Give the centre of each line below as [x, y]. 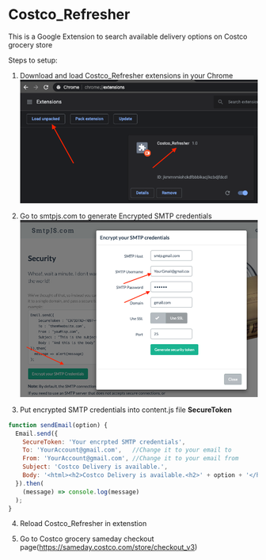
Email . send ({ [37, 433]
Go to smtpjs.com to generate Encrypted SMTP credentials [116, 216]
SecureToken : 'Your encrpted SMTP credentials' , [104, 442]
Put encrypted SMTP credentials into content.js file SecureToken [125, 410]
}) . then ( [30, 483]
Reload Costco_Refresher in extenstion [83, 524]
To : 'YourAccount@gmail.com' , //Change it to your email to [127, 450]
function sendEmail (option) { [58, 425]
